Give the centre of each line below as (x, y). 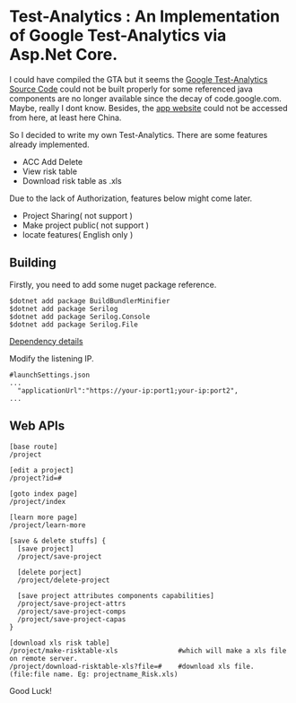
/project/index (38, 501)
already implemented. (49, 144)
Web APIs (37, 426)
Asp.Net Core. (64, 55)
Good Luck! (30, 690)
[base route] (34, 447)
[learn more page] (44, 517)
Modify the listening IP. (52, 358)
